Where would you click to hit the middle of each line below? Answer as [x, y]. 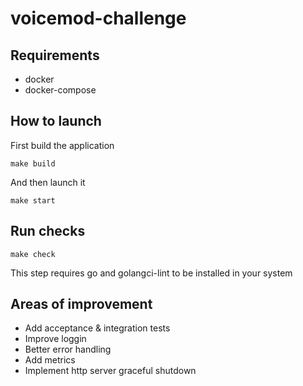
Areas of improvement [81, 304]
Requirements [55, 55]
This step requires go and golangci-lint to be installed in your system [151, 273]
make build [33, 163]
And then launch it [48, 182]
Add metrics [50, 360]
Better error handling [68, 349]
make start [33, 200]
